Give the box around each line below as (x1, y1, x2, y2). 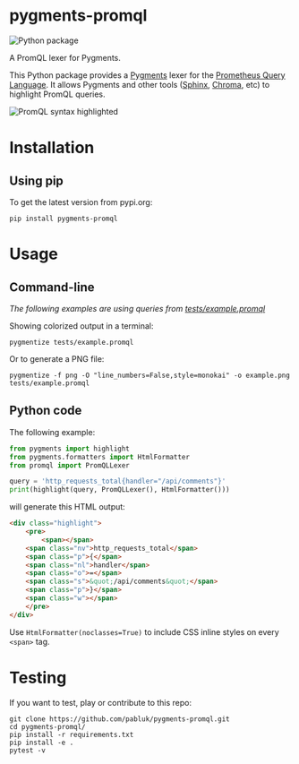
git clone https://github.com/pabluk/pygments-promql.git (9, 714, 230, 724)
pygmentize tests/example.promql (9, 338, 134, 347)
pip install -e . (9, 738, 74, 747)
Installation (9, 138, 95, 158)
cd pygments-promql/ (9, 722, 87, 731)
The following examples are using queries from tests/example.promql (9, 303, 266, 313)
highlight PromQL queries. (9, 89, 106, 99)
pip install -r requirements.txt (9, 730, 134, 739)
